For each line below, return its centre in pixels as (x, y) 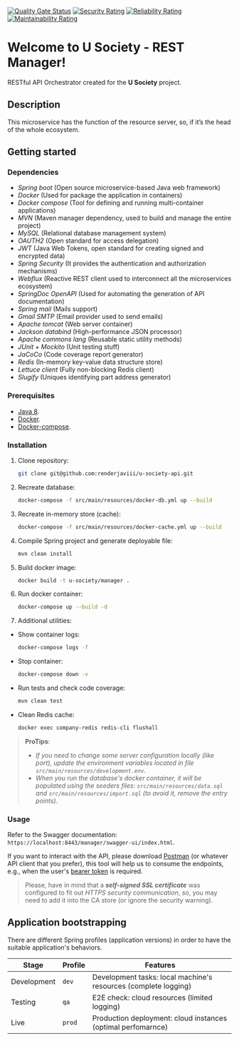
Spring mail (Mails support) (58, 309)
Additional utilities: (45, 621)
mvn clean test (40, 701)
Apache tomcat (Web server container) (75, 324)
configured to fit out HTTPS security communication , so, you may (121, 893)
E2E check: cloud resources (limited (153, 997)
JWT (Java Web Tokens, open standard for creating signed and (111, 248)
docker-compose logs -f (53, 648)
